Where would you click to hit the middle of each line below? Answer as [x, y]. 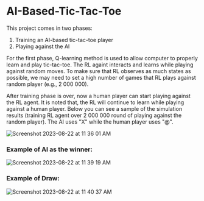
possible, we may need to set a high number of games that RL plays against [101, 77]
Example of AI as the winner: [50, 149]
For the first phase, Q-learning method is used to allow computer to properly [102, 58]
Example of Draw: [33, 178]
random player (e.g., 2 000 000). [47, 84]
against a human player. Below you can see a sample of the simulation [94, 108]
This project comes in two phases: [49, 28]
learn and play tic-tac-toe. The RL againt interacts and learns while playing [100, 65]
